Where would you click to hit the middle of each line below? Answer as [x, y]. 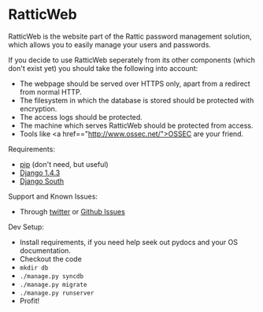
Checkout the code [51, 258]
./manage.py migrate [53, 284]
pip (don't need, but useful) [64, 164]
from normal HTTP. [51, 91]
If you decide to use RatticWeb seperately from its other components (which [132, 60]
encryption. [38, 109]
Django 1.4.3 [40, 173]
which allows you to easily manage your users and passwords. [109, 44]
